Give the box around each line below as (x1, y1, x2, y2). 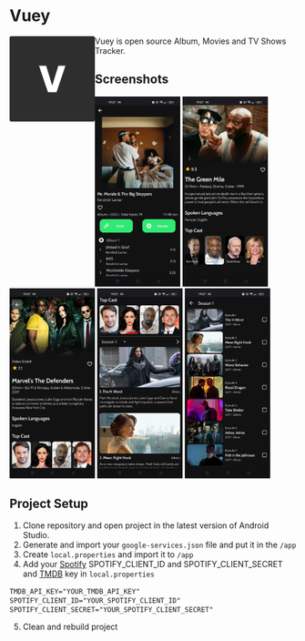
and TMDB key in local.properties (22, 568, 155, 579)
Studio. (22, 530, 50, 541)
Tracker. (95, 45, 126, 56)
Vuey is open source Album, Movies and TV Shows (95, 36, 287, 46)
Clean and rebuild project (22, 621, 118, 633)
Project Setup (9, 495, 89, 511)
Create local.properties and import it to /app (22, 549, 194, 560)
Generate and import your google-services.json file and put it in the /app (22, 539, 297, 551)
